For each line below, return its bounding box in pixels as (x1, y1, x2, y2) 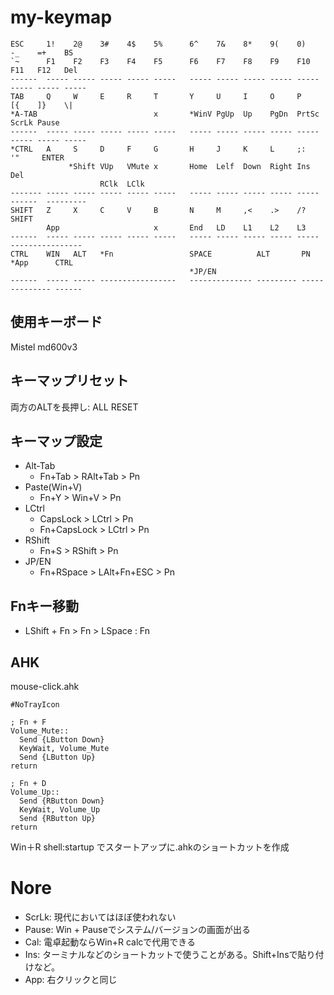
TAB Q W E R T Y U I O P (10, 91, 302, 101)
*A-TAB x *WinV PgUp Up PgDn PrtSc (10, 109, 320, 119)
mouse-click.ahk (10, 681, 80, 692)
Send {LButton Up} (19, 752, 97, 762)
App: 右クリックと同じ (24, 973, 118, 985)
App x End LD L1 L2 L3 (46, 222, 307, 233)
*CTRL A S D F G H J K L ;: (10, 144, 307, 154)
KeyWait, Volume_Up (19, 805, 101, 815)
